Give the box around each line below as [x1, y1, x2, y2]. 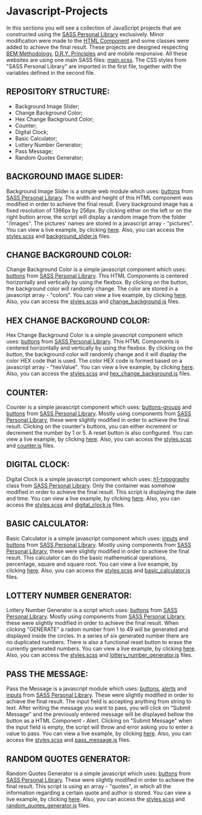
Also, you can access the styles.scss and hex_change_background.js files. [6, 370, 192, 377]
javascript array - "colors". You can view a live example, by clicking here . [6, 292, 188, 299]
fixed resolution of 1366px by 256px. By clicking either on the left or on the [6, 206, 192, 214]
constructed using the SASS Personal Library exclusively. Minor [6, 30, 165, 37]
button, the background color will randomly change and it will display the [6, 351, 187, 358]
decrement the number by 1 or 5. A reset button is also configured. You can [6, 429, 193, 436]
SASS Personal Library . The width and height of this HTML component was [6, 194, 193, 201]
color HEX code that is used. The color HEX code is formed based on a [6, 357, 183, 365]
